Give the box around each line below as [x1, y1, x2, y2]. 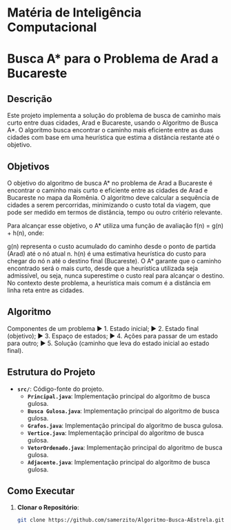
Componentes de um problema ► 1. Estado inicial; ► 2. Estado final [7, 324, 199, 332]
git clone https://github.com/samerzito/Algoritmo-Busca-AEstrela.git [17, 517, 225, 524]
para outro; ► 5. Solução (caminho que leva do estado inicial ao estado [7, 339, 210, 347]
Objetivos [7, 161, 50, 172]
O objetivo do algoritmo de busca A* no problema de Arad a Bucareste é [7, 179, 212, 187]
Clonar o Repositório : [17, 503, 79, 511]
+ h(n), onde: [7, 229, 45, 237]
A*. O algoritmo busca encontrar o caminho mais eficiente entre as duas [7, 126, 214, 134]
